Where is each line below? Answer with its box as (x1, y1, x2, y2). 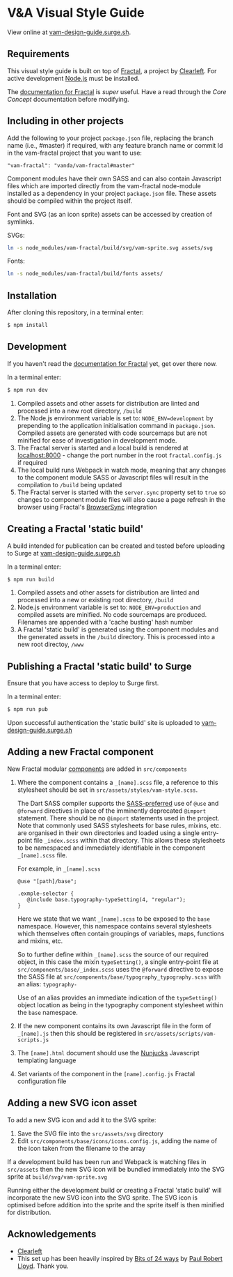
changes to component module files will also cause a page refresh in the (17, 495, 226, 503)
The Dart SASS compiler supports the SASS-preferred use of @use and (17, 799, 219, 807)
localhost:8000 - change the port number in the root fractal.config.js (17, 451, 223, 459)
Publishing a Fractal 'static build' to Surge (7, 660, 193, 672)
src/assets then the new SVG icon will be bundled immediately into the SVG (7, 1165, 225, 1173)
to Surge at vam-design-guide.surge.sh (7, 549, 120, 557)
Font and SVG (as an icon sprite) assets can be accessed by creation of (7, 210, 213, 218)
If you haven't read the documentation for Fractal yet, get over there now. (7, 359, 218, 367)
